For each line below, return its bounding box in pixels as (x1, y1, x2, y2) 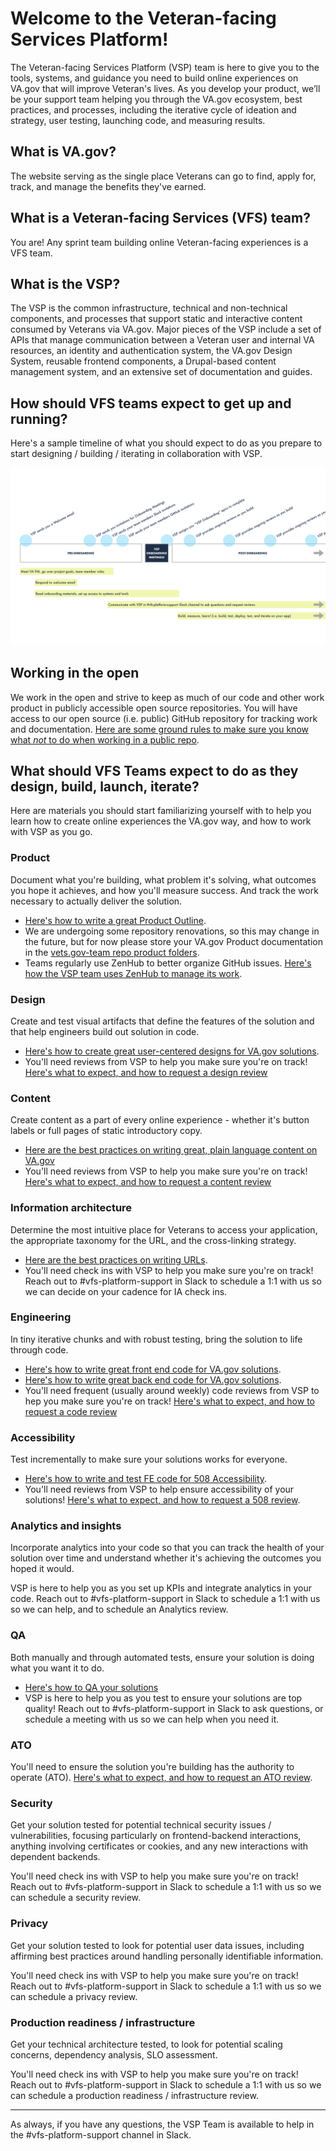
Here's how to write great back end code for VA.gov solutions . (24, 1373, 282, 1386)
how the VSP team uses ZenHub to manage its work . (24, 967, 243, 979)
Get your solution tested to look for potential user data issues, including (10, 1939, 305, 1951)
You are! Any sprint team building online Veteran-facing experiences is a (10, 236, 309, 248)
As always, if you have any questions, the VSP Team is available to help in (10, 2118, 315, 2130)
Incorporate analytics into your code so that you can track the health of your (10, 1542, 325, 1554)
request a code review (24, 1405, 118, 1417)
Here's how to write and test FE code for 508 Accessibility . (24, 1473, 268, 1485)
